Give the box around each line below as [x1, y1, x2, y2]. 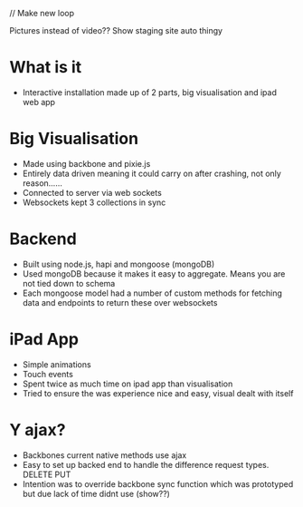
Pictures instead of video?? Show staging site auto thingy [9, 25, 223, 35]
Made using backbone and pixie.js [22, 158, 151, 169]
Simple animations [22, 358, 92, 370]
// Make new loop [9, 8, 75, 18]
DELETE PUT [22, 469, 71, 480]
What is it [9, 57, 82, 78]
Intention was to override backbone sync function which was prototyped [22, 478, 294, 489]
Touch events [22, 368, 74, 379]
